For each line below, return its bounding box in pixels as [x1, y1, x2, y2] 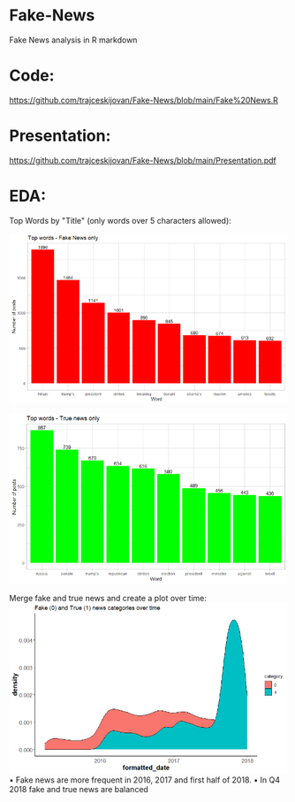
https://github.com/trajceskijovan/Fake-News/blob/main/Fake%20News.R [9, 95, 278, 105]
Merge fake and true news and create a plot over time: [9, 593, 208, 604]
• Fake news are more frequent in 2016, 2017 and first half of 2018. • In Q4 [9, 775, 281, 785]
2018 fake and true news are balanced [9, 784, 148, 795]
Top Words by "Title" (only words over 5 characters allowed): [9, 215, 231, 225]
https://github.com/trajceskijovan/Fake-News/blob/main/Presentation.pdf [9, 155, 276, 165]
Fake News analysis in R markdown [9, 34, 138, 45]
